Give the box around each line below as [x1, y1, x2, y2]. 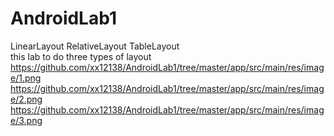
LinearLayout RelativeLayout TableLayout [10, 40, 180, 52]
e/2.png [10, 93, 43, 105]
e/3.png [10, 114, 43, 126]
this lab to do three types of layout [10, 50, 152, 62]
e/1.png [10, 72, 42, 84]
